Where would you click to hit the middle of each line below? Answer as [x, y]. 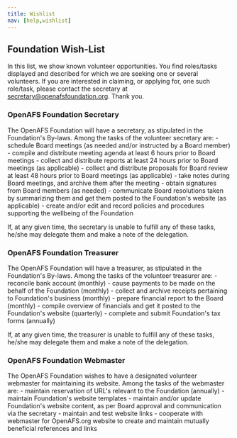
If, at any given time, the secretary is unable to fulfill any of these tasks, [111, 227]
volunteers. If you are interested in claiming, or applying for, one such [109, 82]
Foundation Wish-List [56, 49]
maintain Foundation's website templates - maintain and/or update [104, 398]
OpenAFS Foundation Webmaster [66, 360]
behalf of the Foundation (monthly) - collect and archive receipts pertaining [117, 291]
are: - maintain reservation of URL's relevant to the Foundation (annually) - [116, 391]
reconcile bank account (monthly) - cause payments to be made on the [111, 283]
